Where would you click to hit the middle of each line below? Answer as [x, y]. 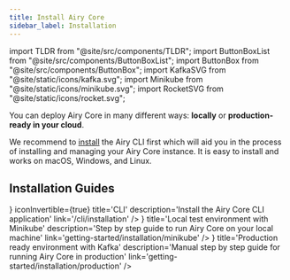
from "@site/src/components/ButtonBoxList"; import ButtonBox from [134, 60]
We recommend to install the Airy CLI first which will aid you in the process [145, 142]
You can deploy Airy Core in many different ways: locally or [118, 115]
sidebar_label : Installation [63, 26]
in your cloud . [58, 124]
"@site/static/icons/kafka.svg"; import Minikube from [106, 79]
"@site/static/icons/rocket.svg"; [67, 97]
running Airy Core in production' [68, 257]
